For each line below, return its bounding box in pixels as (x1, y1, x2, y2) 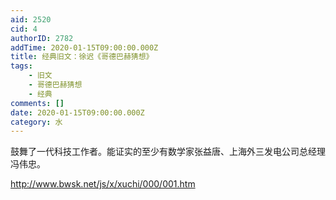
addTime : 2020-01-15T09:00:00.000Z (10, 42, 159, 53)
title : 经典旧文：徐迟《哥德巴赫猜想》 (10, 52, 154, 62)
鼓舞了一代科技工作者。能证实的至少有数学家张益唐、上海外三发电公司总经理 (10, 146, 326, 158)
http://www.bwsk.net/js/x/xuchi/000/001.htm (10, 178, 196, 190)
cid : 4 (10, 24, 38, 34)
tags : (10, 61, 33, 71)
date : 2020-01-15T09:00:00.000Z (10, 107, 145, 118)
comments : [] (10, 98, 65, 108)
